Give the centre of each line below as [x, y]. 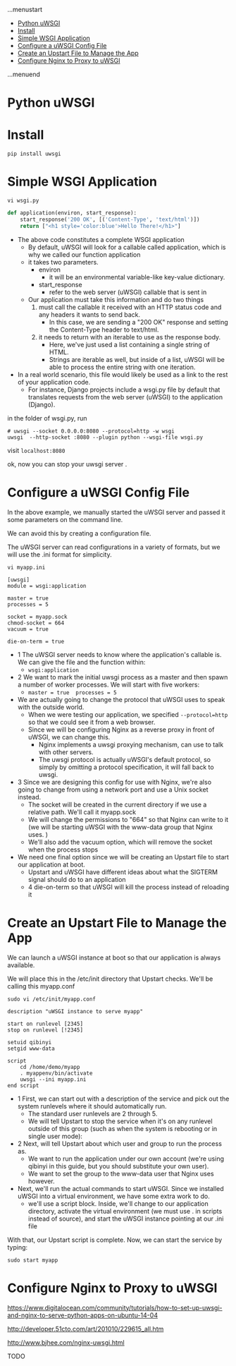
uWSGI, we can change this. [69, 737]
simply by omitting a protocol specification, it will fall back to [126, 767]
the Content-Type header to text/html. [104, 330]
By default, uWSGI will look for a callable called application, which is [127, 247]
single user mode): [55, 1136]
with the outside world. [51, 707]
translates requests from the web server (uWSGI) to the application [125, 397]
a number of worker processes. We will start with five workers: [108, 684]
